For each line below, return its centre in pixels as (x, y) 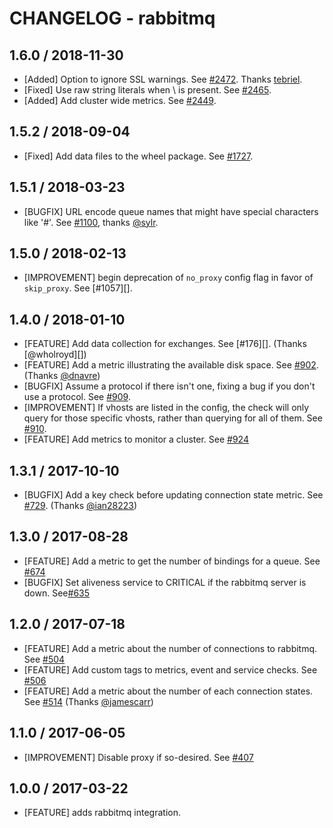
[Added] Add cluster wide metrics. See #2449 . (120, 100)
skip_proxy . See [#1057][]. (78, 288)
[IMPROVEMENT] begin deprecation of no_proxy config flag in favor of (168, 278)
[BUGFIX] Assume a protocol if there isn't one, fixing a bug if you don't (169, 386)
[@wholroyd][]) (55, 354)
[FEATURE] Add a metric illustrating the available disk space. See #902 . (171, 365)
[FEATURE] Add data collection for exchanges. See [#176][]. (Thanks (165, 344)
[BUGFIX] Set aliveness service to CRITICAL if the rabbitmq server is (165, 582)
